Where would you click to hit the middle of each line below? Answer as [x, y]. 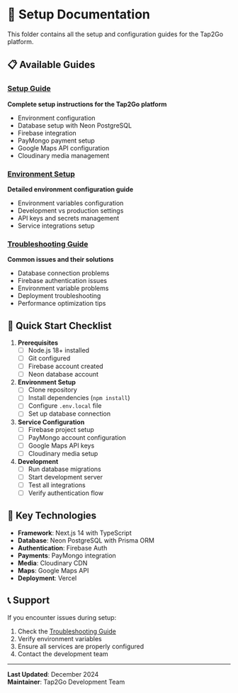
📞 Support [29, 600]
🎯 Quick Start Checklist [59, 326]
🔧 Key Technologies [52, 516]
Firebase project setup [61, 429]
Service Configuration [51, 422]
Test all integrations [57, 484]
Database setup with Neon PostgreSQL [75, 125]
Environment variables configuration [70, 203]
